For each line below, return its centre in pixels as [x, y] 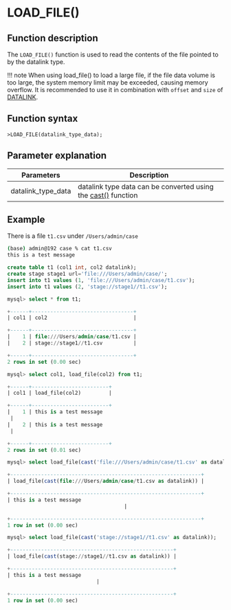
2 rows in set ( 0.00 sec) [44, 362]
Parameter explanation [57, 156]
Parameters [41, 175]
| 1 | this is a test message [55, 412]
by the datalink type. [36, 62]
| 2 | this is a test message [55, 424]
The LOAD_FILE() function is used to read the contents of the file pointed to [113, 54]
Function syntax [43, 119]
